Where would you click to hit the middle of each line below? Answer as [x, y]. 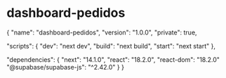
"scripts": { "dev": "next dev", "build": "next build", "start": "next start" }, [111, 46]
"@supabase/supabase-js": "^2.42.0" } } [65, 67]
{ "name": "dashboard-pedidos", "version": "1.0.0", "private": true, [102, 32]
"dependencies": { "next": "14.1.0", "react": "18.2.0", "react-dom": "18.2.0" [113, 59]
